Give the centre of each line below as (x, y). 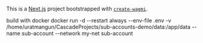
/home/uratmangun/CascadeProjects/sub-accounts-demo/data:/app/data (98, 27)
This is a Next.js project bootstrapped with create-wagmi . (77, 9)
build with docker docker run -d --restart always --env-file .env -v (89, 20)
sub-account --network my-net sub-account (77, 33)
